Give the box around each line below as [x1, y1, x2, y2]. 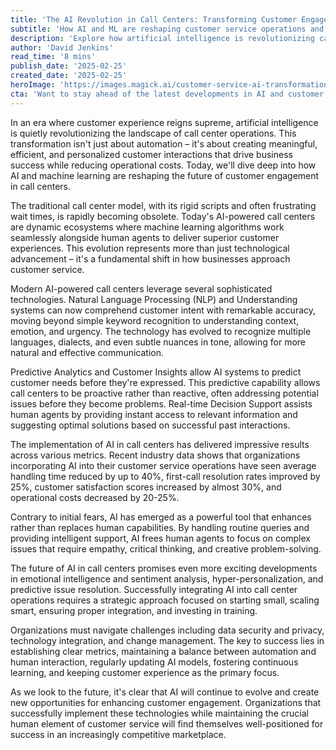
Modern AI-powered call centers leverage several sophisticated [10, 282, 273, 295]
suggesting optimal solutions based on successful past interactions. [10, 419, 291, 431]
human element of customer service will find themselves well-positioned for [10, 717, 324, 730]
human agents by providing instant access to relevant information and [10, 408, 298, 420]
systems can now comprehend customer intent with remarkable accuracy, [10, 304, 317, 316]
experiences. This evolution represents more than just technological [10, 242, 290, 254]
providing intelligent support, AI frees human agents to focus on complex [10, 532, 311, 544]
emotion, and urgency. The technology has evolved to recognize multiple [10, 325, 312, 337]
